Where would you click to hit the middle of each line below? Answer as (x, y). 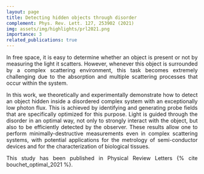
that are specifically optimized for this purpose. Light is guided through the (102, 114)
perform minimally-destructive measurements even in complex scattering (102, 133)
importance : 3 (24, 35)
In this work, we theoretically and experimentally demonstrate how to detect (102, 95)
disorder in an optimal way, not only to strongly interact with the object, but (102, 121)
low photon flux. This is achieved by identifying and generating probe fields (102, 108)
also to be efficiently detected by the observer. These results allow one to (102, 127)
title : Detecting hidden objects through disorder (72, 18)
